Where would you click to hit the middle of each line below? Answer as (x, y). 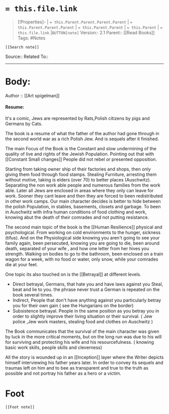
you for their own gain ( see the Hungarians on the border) (73, 306)
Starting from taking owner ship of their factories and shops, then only (78, 169)
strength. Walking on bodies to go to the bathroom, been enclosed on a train (84, 254)
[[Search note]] (22, 47)
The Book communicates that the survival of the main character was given (82, 331)
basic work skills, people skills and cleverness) (54, 347)
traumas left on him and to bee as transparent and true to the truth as (77, 368)
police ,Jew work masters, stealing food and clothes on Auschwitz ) (83, 322)
